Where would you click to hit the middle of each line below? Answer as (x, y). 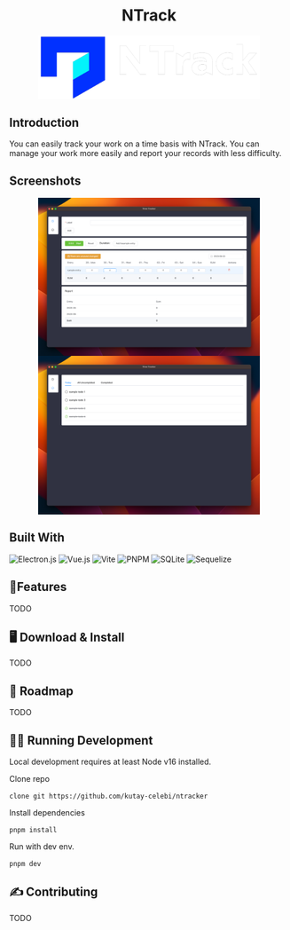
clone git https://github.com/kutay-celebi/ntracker (109, 796)
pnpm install (33, 830)
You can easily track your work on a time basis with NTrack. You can (134, 144)
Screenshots (45, 181)
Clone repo (30, 778)
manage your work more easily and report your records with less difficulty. (145, 153)
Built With (37, 538)
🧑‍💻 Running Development (81, 741)
